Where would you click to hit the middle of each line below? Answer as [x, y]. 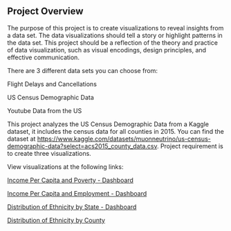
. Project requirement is [190, 146]
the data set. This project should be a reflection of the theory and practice [112, 42]
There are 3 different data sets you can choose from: [82, 70]
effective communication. [43, 57]
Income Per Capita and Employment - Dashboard [77, 193]
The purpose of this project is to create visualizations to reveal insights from [115, 28]
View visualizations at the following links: [65, 167]
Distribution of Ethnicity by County [56, 220]
